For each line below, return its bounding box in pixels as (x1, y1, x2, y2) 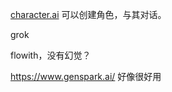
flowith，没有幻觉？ (10, 49, 92, 61)
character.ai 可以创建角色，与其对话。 (10, 9, 167, 20)
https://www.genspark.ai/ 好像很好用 (10, 71, 162, 82)
